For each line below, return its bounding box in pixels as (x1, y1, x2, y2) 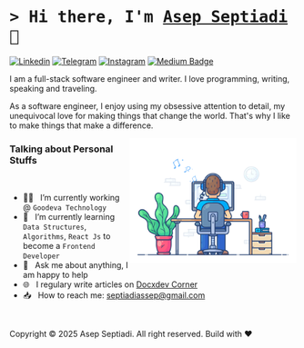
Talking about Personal (9, 143, 114, 155)
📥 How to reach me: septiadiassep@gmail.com (22, 290, 206, 301)
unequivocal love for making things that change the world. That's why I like (9, 110, 291, 121)
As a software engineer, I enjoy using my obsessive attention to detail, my (9, 100, 286, 111)
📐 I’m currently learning (22, 212, 116, 223)
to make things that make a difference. (9, 120, 154, 131)
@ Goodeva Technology (22, 202, 107, 213)
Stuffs (9, 154, 38, 166)
